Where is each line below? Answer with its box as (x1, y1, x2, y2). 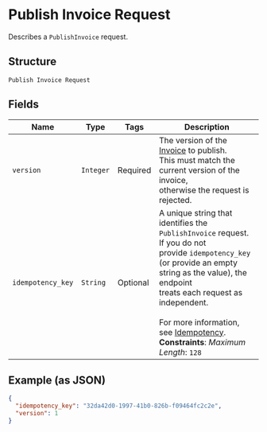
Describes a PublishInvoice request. (8, 32, 129, 41)
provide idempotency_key (158, 247, 251, 258)
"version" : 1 (15, 410, 59, 418)
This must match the (158, 154, 236, 165)
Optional (118, 277, 149, 288)
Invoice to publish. (158, 145, 227, 156)
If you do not (158, 237, 207, 248)
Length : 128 (158, 346, 202, 357)
